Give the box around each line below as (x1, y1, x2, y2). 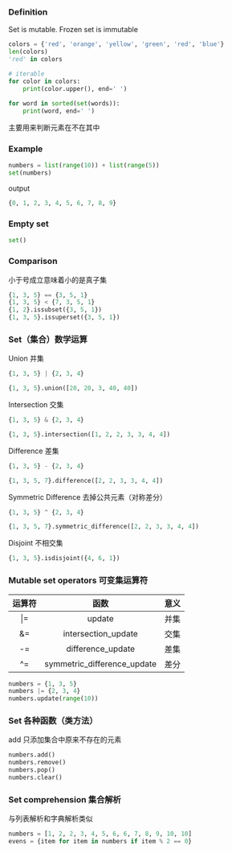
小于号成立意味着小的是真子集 (8, 274, 107, 284)
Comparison (8, 256, 58, 267)
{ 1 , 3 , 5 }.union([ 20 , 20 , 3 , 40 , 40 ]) (8, 385, 138, 393)
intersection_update (63, 628, 138, 639)
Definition (8, 6, 48, 18)
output (8, 183, 31, 193)
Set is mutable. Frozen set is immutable (8, 25, 139, 35)
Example (8, 143, 43, 155)
